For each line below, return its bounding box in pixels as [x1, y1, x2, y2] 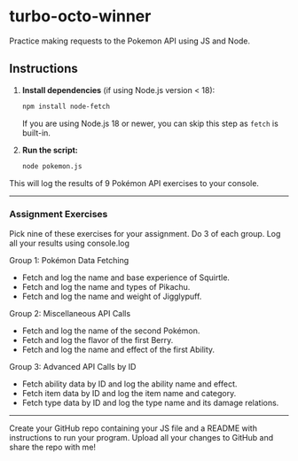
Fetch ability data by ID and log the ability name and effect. [21, 379, 238, 389]
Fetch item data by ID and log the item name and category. [21, 387, 237, 398]
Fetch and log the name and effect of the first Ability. [21, 344, 216, 355]
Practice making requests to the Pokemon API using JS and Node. [9, 35, 251, 46]
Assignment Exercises [9, 208, 108, 221]
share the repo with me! [9, 441, 96, 452]
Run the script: [21, 145, 78, 155]
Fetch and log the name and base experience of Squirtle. [21, 272, 231, 283]
